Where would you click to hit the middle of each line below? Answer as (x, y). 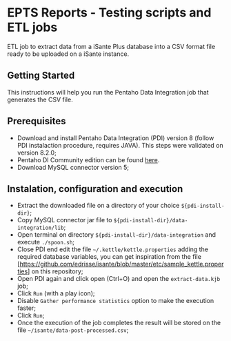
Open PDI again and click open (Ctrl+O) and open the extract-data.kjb (119, 279)
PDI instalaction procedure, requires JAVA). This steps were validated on (120, 145)
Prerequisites (37, 121)
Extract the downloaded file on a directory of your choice (98, 206)
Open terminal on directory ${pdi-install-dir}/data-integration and (116, 235)
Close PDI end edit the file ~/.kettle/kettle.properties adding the (113, 249)
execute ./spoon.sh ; (46, 242)
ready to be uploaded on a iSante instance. (68, 54)
